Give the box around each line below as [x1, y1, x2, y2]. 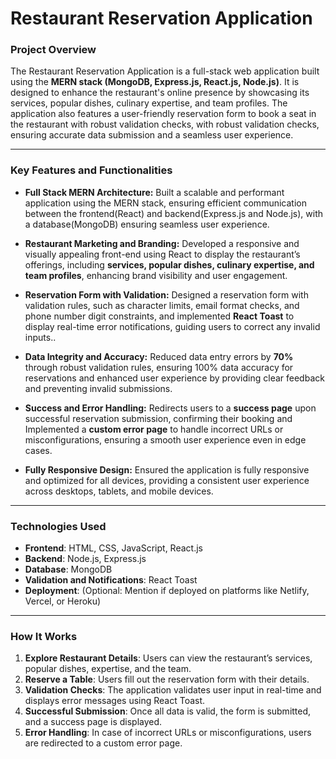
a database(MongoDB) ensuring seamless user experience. [24, 218, 270, 230]
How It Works [10, 630, 78, 643]
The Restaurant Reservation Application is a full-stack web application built [10, 65, 320, 77]
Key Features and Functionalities [10, 163, 173, 177]
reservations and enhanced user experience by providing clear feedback [24, 372, 325, 384]
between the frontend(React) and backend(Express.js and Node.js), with [24, 207, 324, 219]
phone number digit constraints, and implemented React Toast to [24, 310, 295, 322]
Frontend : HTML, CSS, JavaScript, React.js [24, 542, 203, 554]
